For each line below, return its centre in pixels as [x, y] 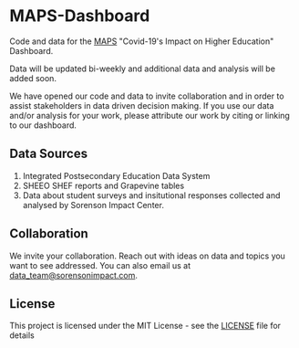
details [22, 335]
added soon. [33, 78]
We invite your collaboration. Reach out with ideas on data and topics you [147, 256]
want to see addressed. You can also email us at [100, 265]
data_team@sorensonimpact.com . [74, 275]
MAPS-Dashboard [80, 16]
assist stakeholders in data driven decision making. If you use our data [142, 105]
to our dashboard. [43, 125]
